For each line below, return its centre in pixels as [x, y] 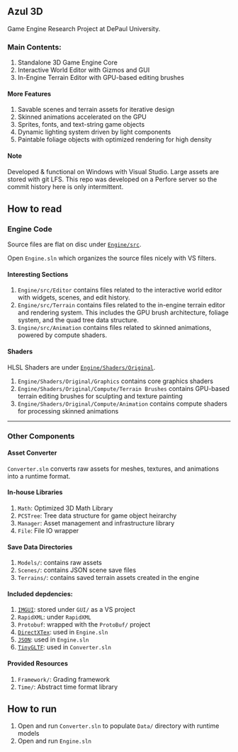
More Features [29, 93]
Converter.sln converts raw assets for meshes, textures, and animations [113, 468]
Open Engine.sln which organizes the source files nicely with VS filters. [112, 258]
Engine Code [30, 229]
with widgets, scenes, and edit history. [74, 297]
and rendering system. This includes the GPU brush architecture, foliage [123, 313]
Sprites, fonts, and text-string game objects [81, 125]
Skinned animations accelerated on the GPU [82, 117]
